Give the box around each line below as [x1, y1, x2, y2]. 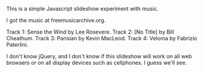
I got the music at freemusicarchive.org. [6, 17, 106, 23]
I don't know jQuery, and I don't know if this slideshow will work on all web [6, 53, 192, 59]
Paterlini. [6, 41, 28, 48]
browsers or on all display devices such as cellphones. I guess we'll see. [6, 59, 187, 66]
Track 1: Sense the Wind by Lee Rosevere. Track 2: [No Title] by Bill [6, 28, 175, 35]
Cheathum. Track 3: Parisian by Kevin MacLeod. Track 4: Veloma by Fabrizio [6, 35, 198, 41]
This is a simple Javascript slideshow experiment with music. [6, 5, 159, 12]
